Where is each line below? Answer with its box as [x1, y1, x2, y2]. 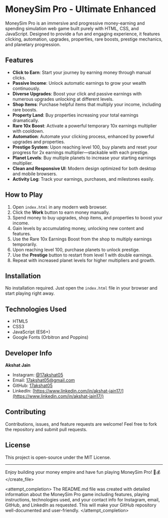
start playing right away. [5, 290, 55, 297]
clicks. [12, 74, 26, 81]
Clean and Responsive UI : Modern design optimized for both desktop [12, 165, 156, 171]
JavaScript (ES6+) [12, 329, 50, 335]
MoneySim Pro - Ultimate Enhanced [5, 4, 156, 15]
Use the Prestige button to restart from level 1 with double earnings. [12, 252, 153, 258]
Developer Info [5, 349, 52, 357]
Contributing [5, 408, 46, 416]
